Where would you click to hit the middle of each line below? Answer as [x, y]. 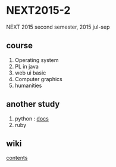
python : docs [32, 118]
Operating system [37, 60]
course [20, 46]
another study [33, 104]
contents [17, 158]
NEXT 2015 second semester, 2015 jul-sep [58, 27]
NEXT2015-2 [38, 10]
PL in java [26, 66]
